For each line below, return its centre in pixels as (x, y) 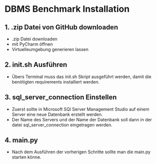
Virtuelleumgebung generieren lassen (50, 49)
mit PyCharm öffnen (32, 44)
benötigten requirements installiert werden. (56, 82)
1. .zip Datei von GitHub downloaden (61, 27)
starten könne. (26, 157)
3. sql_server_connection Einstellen (61, 97)
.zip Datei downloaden (35, 39)
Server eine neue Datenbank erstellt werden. (57, 114)
